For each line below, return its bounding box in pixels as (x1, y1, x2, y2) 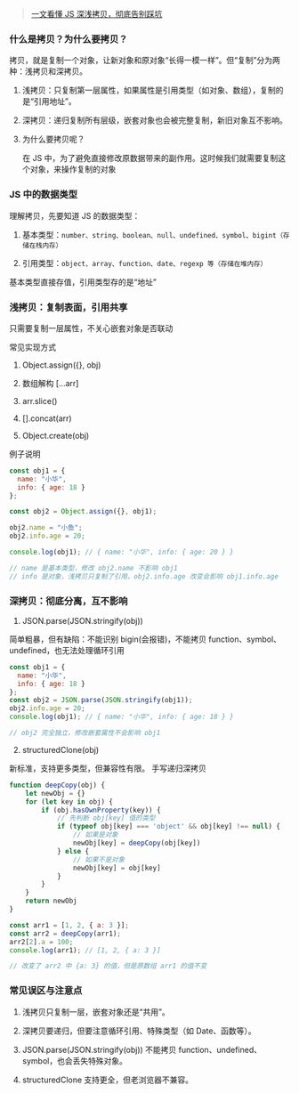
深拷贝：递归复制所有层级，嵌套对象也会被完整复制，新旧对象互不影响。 (21, 115, 287, 125)
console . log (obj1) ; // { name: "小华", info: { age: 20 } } (9, 547, 234, 557)
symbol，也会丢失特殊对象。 (21, 1055, 127, 1066)
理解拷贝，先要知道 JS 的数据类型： (9, 210, 141, 221)
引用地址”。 (33, 96, 77, 107)
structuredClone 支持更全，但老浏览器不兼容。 (21, 1074, 194, 1085)
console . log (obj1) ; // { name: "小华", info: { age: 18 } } (9, 712, 234, 722)
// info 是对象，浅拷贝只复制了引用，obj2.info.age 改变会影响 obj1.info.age (9, 571, 279, 581)
